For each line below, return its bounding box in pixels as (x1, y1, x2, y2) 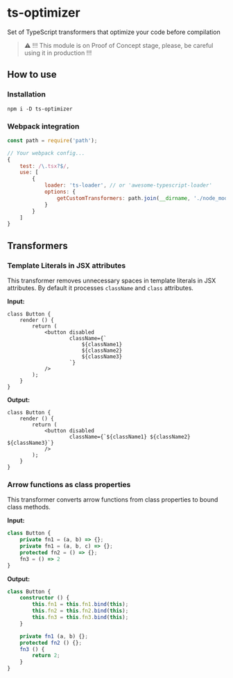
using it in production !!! (24, 49, 92, 57)
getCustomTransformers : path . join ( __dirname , (56, 194, 191, 202)
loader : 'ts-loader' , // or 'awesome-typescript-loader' (44, 182, 213, 189)
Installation (7, 90, 46, 99)
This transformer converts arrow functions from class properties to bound (7, 495, 218, 504)
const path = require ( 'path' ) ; (7, 137, 98, 144)
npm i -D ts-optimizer (7, 105, 73, 112)
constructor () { (19, 595, 70, 602)
